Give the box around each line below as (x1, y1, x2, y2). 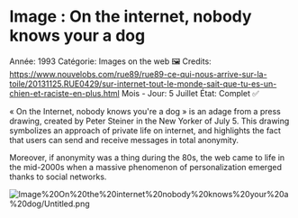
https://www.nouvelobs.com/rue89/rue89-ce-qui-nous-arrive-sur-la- (9, 68, 267, 79)
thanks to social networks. (9, 171, 107, 182)
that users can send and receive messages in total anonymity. (9, 134, 239, 145)
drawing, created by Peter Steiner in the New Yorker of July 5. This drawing (9, 115, 290, 126)
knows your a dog (9, 25, 146, 46)
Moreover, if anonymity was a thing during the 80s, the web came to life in (9, 151, 285, 163)
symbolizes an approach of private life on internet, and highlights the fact (9, 124, 282, 136)
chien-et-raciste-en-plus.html (9, 87, 120, 98)
